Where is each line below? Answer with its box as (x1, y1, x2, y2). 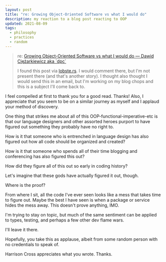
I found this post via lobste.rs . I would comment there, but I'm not (17, 68, 150, 74)
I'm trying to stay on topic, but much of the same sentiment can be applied (5, 212, 157, 218)
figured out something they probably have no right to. (5, 124, 114, 130)
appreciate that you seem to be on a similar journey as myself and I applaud (5, 98, 160, 104)
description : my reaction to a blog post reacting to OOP (5, 16, 127, 21)
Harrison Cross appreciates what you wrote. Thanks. (5, 251, 113, 257)
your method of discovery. (5, 103, 59, 109)
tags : (5, 26, 16, 31)
